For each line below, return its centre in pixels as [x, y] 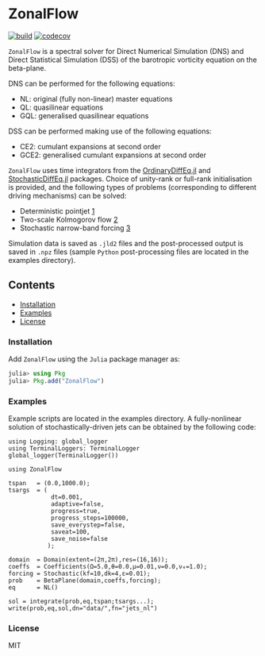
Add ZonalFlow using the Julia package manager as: [94, 359]
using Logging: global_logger [58, 442]
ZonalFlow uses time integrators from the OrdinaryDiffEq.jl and [110, 170]
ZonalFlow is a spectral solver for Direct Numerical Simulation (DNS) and [126, 51]
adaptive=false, [77, 504]
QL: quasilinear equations [61, 107]
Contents [32, 286]
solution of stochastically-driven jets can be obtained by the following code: [132, 427]
